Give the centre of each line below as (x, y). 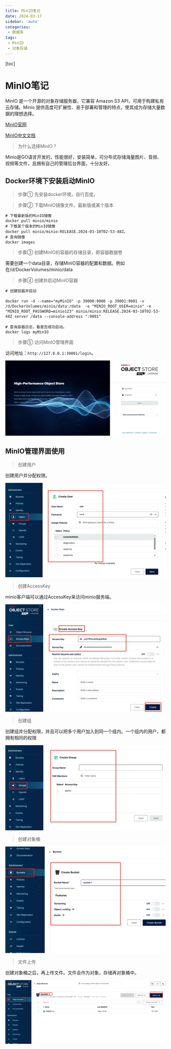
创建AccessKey (34, 586)
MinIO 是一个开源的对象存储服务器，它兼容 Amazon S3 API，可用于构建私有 (85, 101)
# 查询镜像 (15, 237)
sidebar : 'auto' (22, 21)
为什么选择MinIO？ (37, 146)
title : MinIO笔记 (23, 11)
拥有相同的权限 (21, 738)
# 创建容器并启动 (21, 291)
